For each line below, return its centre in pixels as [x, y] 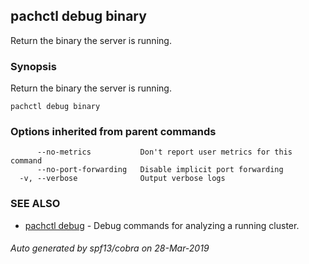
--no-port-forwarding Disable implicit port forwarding [160, 170]
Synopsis [33, 66]
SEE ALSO [35, 204]
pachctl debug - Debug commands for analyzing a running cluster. [162, 225]
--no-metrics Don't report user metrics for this [164, 152]
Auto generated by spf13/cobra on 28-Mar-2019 [110, 248]
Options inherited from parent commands [113, 132]
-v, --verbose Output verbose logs [122, 179]
